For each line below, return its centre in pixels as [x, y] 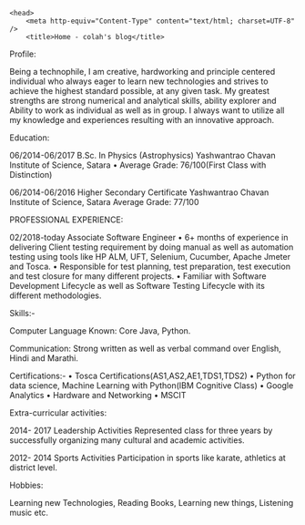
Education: [30, 138]
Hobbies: [26, 485]
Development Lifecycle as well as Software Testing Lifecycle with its [137, 286]
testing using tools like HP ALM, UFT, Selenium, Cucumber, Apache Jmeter [150, 257]
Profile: [23, 54]
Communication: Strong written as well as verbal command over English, [146, 348]
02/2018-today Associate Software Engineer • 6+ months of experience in [149, 237]
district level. [33, 468]
